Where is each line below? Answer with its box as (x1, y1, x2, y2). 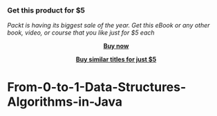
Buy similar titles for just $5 (75, 55, 157, 64)
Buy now (103, 42, 129, 50)
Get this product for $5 (7, 6, 85, 15)
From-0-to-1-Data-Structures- (7, 79, 187, 95)
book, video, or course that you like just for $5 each (7, 28, 155, 37)
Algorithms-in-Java (7, 94, 123, 110)
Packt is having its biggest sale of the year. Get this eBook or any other (7, 21, 210, 30)
